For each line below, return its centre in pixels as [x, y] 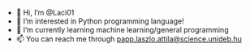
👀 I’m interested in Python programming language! [100, 21]
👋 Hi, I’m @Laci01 [45, 13]
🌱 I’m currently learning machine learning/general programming [122, 30]
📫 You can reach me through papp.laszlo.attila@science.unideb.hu [129, 39]
